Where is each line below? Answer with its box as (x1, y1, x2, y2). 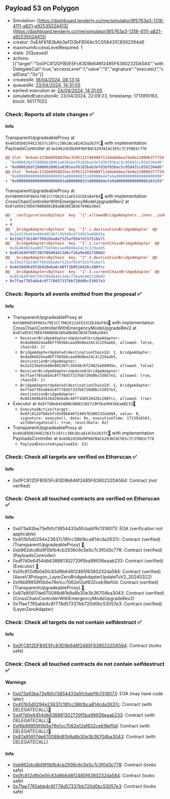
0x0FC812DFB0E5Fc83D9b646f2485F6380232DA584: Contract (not (12, 477, 157, 483)
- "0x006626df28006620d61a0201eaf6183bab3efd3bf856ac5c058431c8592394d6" (5, 159, 164, 165)
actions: (12, 55, 29, 61)
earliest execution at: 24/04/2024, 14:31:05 (12, 87, 103, 93)
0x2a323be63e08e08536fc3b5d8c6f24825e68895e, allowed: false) (20, 363, 154, 368)
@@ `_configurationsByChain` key (5, 213, 76, 218)
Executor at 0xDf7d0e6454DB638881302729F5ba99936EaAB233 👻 (12, 401, 136, 407)
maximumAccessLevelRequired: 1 (12, 44, 82, 50)
